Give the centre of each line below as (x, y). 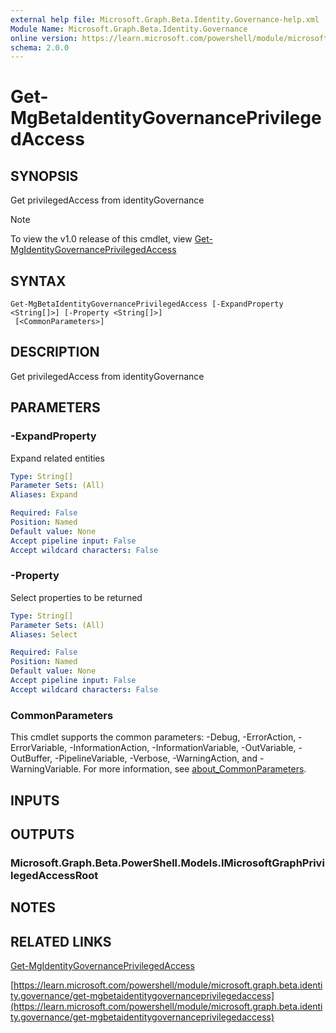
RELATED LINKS (61, 941)
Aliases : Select (44, 634)
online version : (44, 38)
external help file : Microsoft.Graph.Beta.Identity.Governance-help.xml (165, 19)
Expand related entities (57, 458)
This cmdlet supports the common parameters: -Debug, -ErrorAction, (153, 737)
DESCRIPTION (55, 352)
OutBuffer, (31, 758)
